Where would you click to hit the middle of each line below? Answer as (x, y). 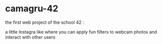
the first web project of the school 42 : (45, 22)
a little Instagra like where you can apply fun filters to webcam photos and (81, 32)
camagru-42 (32, 9)
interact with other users (30, 37)
